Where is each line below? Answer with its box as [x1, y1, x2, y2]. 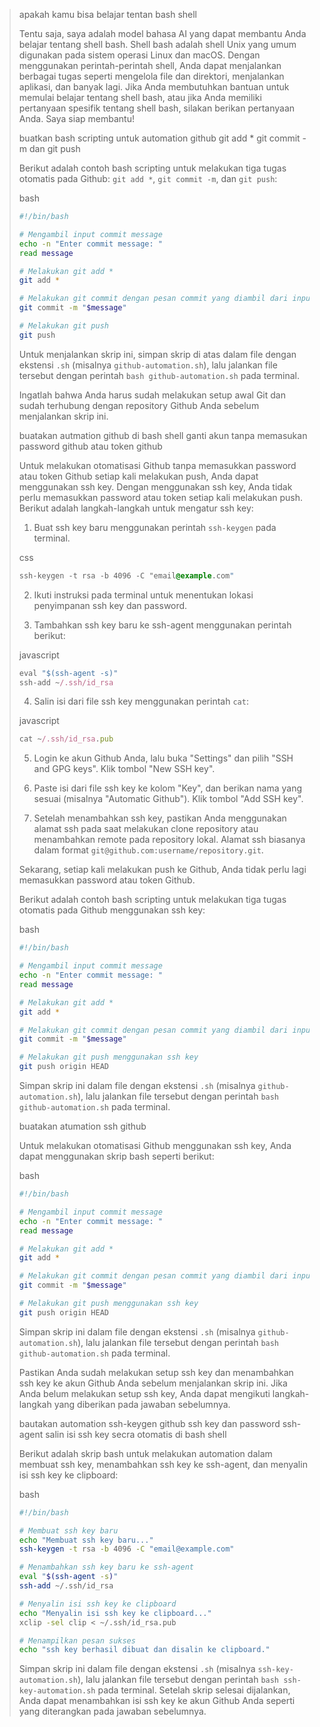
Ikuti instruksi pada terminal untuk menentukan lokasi [33, 589, 254, 601]
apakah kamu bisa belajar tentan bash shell [18, 9, 197, 20]
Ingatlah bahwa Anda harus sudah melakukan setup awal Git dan [18, 389, 286, 401]
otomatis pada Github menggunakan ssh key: [18, 904, 206, 916]
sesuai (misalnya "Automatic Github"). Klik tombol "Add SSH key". [33, 793, 304, 805]
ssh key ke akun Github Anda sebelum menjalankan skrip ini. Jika [18, 1377, 288, 1389]
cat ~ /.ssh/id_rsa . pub [18, 734, 114, 744]
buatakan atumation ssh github [18, 1120, 147, 1132]
